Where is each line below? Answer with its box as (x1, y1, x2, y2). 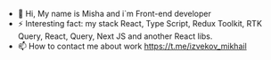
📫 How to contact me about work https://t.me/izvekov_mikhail (17, 41, 247, 51)
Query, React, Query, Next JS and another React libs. (17, 31, 213, 41)
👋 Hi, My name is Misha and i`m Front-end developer (17, 9, 211, 19)
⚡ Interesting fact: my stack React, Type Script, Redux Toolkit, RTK (17, 19, 263, 28)
